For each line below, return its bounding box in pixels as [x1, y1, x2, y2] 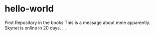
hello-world [4, 3, 54, 14]
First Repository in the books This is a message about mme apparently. [4, 19, 151, 25]
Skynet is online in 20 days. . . [4, 24, 66, 30]
